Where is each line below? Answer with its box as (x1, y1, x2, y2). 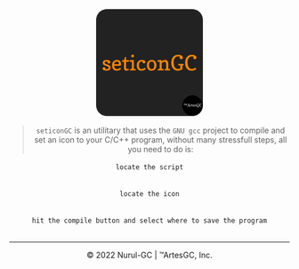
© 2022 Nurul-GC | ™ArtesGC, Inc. (86, 249, 213, 260)
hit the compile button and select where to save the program (31, 216, 268, 225)
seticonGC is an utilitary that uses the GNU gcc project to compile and (36, 125, 286, 135)
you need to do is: (127, 144, 194, 154)
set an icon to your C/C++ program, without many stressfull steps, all (34, 134, 287, 145)
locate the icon (119, 190, 180, 199)
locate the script (115, 163, 184, 172)
